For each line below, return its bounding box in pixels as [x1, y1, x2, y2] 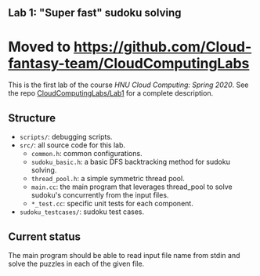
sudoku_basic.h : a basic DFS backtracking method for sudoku [31, 157, 231, 167]
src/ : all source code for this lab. [19, 140, 126, 150]
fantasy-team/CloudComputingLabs [8, 54, 250, 72]
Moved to [8, 38, 71, 56]
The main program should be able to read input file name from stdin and [8, 250, 240, 260]
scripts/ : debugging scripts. [19, 133, 113, 142]
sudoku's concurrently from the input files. [31, 191, 169, 200]
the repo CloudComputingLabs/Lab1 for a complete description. [8, 89, 214, 98]
